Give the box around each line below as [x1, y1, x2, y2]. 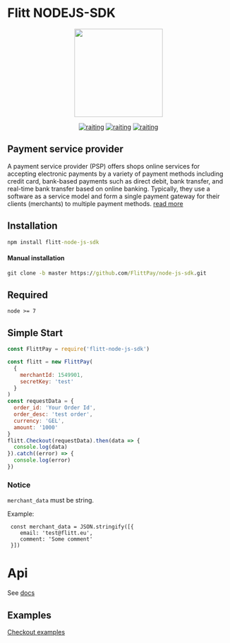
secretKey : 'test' [20, 378, 74, 385]
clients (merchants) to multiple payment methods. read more [7, 199, 183, 208]
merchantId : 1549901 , [20, 371, 83, 378]
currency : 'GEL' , [13, 417, 65, 424]
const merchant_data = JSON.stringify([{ [10, 524, 134, 531]
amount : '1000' [13, 423, 59, 431]
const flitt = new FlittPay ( [7, 359, 93, 366]
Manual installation [7, 254, 65, 263]
